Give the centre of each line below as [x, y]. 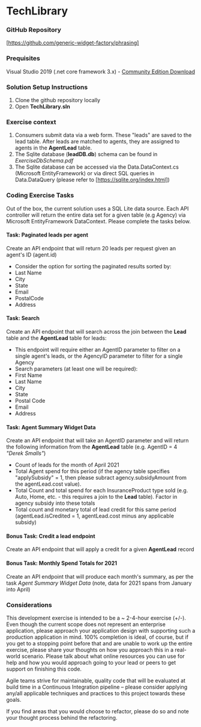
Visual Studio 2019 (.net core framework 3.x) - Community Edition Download [101, 71]
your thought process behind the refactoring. [62, 717]
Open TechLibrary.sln [43, 107]
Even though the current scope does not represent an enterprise [86, 624]
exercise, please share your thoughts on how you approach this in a [90, 650]
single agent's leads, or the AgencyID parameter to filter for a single [99, 356]
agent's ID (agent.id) [31, 255]
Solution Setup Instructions [47, 87]
